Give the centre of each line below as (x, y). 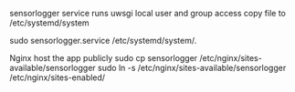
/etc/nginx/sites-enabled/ (58, 77)
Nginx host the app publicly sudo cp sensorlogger (104, 58)
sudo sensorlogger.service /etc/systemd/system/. (103, 41)
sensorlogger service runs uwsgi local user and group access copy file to (147, 13)
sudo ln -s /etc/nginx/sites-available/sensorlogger (192, 68)
